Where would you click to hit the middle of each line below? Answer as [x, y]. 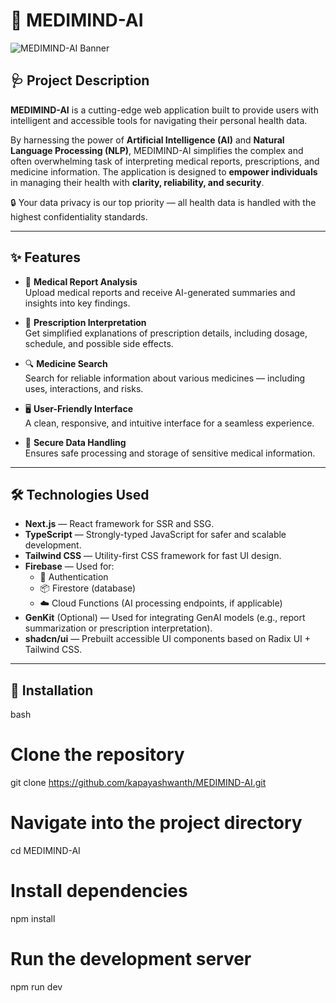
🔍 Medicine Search [66, 363]
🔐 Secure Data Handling [75, 442]
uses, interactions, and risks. [84, 388]
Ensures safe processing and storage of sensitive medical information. [170, 453]
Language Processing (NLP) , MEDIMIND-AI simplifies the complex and [157, 150]
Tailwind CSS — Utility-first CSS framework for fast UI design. [153, 556]
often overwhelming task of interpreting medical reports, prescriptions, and [165, 161]
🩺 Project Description [80, 80]
